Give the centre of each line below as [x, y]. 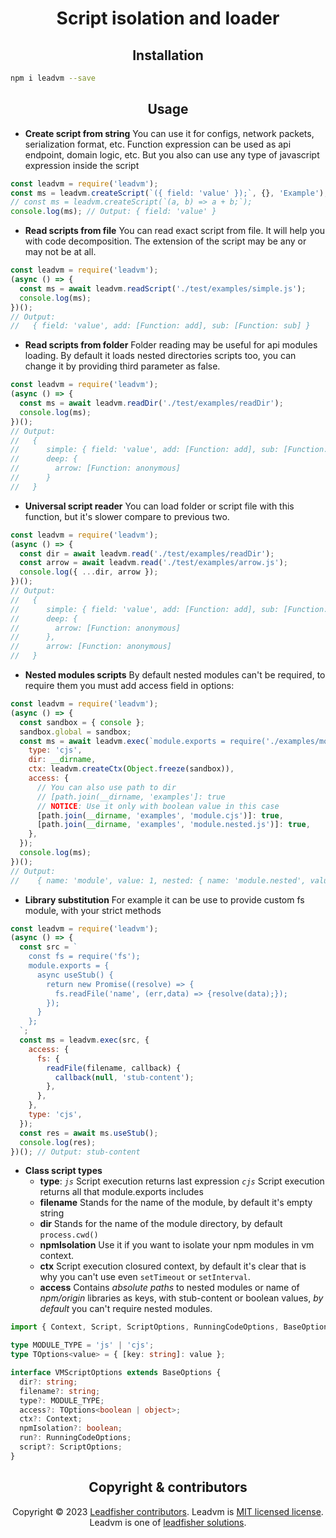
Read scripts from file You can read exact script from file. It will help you [175, 231]
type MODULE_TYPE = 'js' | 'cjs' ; [82, 1345]
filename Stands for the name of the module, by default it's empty [176, 1203]
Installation [168, 55]
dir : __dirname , [62, 760]
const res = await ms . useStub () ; [89, 1133]
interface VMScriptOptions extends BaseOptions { [116, 1373]
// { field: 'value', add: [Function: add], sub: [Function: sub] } [160, 326]
